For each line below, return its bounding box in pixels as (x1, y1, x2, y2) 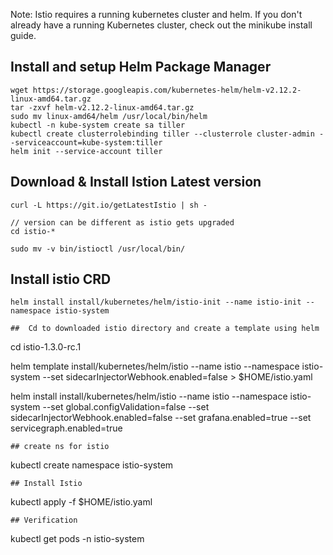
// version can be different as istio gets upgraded (10, 217, 235, 228)
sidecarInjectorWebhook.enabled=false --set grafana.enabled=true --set (10, 412, 312, 424)
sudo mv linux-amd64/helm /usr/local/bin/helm (10, 111, 208, 121)
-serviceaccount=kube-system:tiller (10, 137, 163, 148)
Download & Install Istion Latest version (10, 174, 262, 191)
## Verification (10, 515, 78, 526)
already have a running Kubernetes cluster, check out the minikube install (10, 19, 313, 31)
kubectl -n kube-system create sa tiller (10, 120, 186, 130)
